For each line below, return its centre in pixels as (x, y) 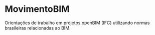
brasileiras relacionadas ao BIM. (38, 28)
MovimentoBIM (37, 9)
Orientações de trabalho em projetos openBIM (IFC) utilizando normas (77, 23)
